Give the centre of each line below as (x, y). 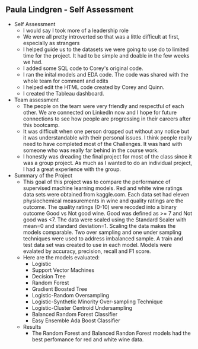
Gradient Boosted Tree (59, 289)
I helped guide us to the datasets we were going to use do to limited (106, 49)
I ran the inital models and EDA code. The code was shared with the (106, 74)
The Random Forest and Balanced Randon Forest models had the (111, 333)
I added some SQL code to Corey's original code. (83, 68)
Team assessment (36, 100)
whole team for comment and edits (66, 81)
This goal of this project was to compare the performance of (97, 182)
